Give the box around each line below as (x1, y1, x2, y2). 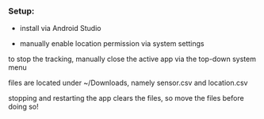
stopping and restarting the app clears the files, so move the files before (8, 94, 244, 103)
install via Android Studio (19, 24, 101, 33)
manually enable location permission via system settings (19, 39, 205, 48)
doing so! (8, 102, 39, 112)
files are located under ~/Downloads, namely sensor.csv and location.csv (8, 78, 248, 88)
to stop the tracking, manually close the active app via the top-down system (8, 54, 256, 64)
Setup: (8, 6, 35, 17)
